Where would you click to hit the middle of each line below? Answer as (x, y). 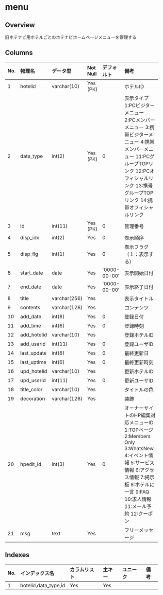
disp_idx (30, 237)
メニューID (141, 422)
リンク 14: (136, 200)
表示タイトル (139, 298)
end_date (31, 287)
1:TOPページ (139, 430)
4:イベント (137, 455)
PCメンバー (142, 120)
